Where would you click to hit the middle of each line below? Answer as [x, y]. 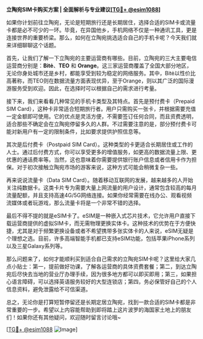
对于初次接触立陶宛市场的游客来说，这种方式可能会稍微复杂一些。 [99, 167]
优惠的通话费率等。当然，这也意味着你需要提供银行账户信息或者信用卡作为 [99, 159]
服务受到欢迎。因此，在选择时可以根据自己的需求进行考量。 [85, 88]
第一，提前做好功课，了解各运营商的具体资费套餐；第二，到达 [109, 267]
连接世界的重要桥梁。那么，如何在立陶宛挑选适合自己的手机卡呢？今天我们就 [101, 38]
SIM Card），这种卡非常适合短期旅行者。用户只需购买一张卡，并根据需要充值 [101, 109]
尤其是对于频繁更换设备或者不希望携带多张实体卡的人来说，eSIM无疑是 [105, 231]
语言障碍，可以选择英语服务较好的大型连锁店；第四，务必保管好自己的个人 [104, 282]
